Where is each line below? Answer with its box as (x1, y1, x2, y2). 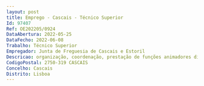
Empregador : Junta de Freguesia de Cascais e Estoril (6, 48, 146, 55)
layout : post (6, 8, 39, 15)
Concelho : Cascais (6, 65, 53, 71)
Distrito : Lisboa (6, 71, 50, 77)
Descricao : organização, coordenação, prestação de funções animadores (6, 54, 191, 60)
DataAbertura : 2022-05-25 (6, 31, 72, 38)
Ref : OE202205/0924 (6, 25, 56, 32)
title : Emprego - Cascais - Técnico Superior (6, 15, 123, 21)
